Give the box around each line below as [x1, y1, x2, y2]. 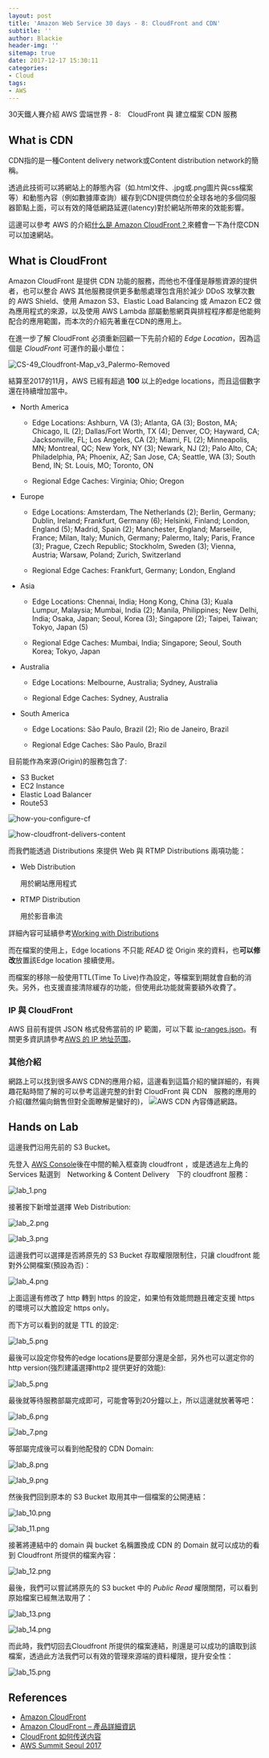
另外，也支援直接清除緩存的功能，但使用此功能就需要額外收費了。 [22, 982, 241, 992]
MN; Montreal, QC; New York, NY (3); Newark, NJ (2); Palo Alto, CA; [31, 444, 259, 453]
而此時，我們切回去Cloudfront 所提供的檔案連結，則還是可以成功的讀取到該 [8, 1641, 257, 1651]
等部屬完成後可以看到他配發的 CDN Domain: [8, 1444, 154, 1453]
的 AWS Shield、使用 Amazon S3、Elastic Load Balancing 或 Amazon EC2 [8, 297, 253, 305]
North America [19, 403, 69, 412]
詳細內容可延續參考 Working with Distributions [8, 928, 159, 937]
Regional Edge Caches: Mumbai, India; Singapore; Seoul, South [31, 638, 243, 647]
